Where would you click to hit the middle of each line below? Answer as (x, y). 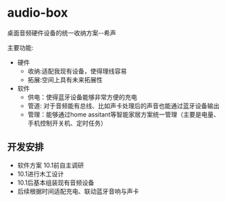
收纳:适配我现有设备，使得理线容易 (77, 71)
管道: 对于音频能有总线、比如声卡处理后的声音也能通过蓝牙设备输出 (123, 106)
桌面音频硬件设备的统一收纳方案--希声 (62, 33)
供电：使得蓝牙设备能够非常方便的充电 (82, 97)
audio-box (37, 13)
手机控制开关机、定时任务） (67, 123)
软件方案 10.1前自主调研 (51, 165)
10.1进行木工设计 (41, 174)
